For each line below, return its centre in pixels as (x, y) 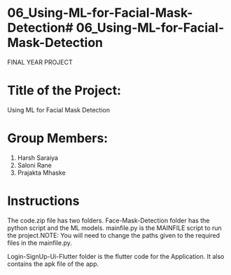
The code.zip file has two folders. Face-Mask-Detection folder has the (108, 220)
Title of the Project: (64, 91)
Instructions (43, 201)
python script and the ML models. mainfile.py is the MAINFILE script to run (114, 228)
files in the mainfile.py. (40, 243)
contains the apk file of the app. (53, 264)
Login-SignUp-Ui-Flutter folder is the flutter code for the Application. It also (116, 256)
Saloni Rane (35, 165)
